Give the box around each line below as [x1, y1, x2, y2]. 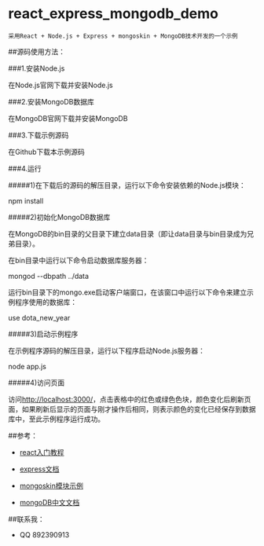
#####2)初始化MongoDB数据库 [8, 212, 111, 222]
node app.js [8, 361, 47, 371]
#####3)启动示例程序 [8, 329, 79, 339]
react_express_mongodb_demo [8, 5, 218, 23]
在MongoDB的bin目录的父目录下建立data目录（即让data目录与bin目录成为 [8, 229, 247, 238]
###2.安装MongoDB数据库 [8, 97, 94, 106]
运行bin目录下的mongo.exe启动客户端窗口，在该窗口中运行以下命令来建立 [8, 288, 247, 297]
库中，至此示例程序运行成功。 [8, 414, 104, 423]
